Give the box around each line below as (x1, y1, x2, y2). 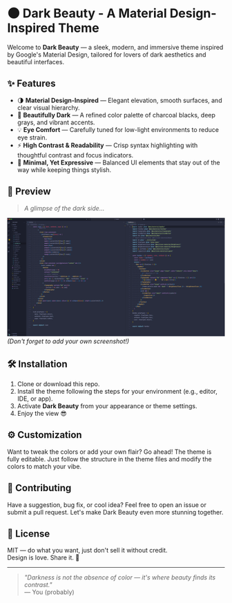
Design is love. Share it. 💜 (7, 553, 80, 562)
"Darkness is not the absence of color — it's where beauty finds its (23, 573, 216, 582)
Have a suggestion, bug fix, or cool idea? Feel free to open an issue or (7, 500, 207, 509)
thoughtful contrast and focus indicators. (17, 151, 134, 159)
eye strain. (17, 133, 48, 142)
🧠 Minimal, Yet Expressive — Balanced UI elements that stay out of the (17, 158, 220, 166)
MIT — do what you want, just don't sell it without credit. (7, 546, 168, 555)
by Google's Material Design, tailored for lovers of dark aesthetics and (7, 50, 206, 59)
